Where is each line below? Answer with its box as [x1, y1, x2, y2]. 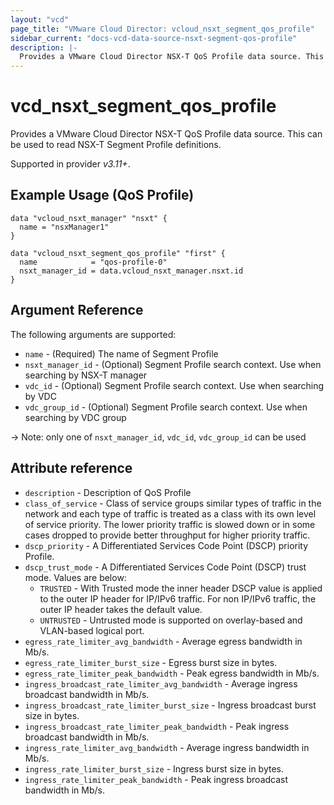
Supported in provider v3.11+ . [10, 158, 131, 170]
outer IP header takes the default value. [39, 603, 203, 615]
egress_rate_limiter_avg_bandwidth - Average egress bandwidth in [24, 635, 303, 647]
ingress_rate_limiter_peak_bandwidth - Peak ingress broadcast [24, 773, 289, 785]
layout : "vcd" [10, 14, 70, 25]
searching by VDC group [24, 411, 127, 423]
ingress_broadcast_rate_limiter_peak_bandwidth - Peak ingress [24, 720, 290, 732]
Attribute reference [10, 460, 133, 477]
